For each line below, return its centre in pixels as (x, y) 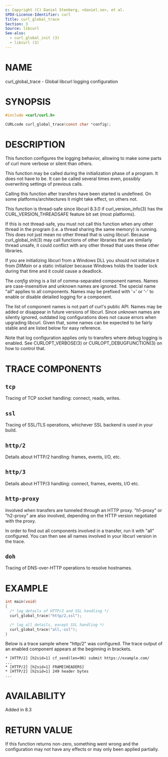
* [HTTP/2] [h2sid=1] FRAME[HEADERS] (45, 667)
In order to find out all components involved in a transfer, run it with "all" (80, 531)
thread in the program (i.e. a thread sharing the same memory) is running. (81, 229)
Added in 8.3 (18, 710)
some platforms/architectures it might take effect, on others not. (72, 199)
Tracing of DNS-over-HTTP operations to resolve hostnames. (69, 568)
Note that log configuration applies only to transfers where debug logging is (84, 338)
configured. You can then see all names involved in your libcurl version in (81, 536)
